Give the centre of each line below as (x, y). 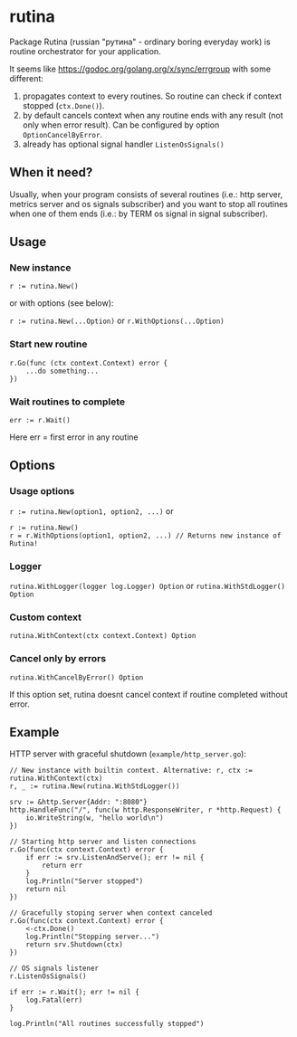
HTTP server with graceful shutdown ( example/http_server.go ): (128, 754)
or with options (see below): (62, 303)
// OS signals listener (54, 969)
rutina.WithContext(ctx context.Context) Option (103, 636)
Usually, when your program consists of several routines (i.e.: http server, (146, 194)
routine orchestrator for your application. (85, 51)
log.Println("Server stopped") (85, 881)
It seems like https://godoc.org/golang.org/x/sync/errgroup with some (140, 69)
